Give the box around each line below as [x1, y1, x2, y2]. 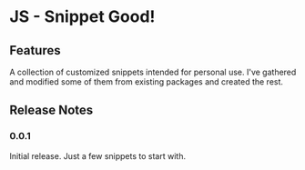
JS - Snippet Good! [9, 6, 156, 27]
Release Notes [9, 103, 94, 118]
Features [9, 43, 61, 58]
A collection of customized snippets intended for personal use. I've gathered [9, 66, 297, 77]
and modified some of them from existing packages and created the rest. [9, 76, 284, 87]
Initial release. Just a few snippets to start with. [9, 150, 187, 161]
